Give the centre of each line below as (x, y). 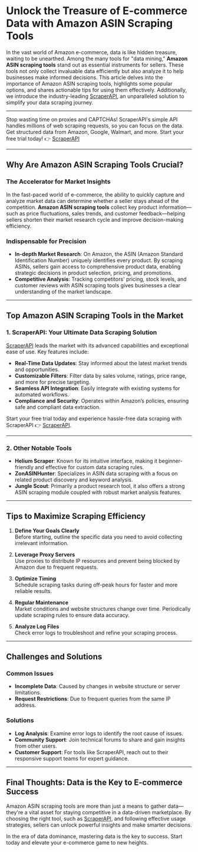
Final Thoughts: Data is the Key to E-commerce (94, 783)
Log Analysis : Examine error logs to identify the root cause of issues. (99, 733)
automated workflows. (42, 394)
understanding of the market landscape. (63, 291)
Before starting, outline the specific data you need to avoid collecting (98, 537)
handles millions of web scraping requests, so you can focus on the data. (95, 126)
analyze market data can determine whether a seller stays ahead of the (93, 201)
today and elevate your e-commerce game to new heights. (77, 843)
